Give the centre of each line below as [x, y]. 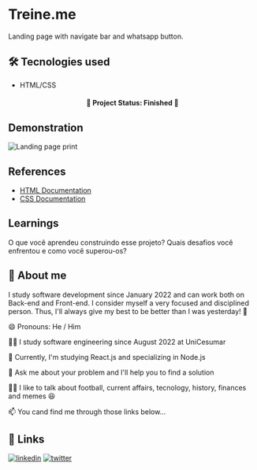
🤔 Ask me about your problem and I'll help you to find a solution [111, 372]
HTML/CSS [38, 85]
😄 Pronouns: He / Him [45, 326]
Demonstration [46, 128]
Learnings [34, 223]
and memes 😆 [32, 396]
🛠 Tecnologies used [59, 62]
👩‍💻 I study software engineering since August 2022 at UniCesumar [117, 342]
